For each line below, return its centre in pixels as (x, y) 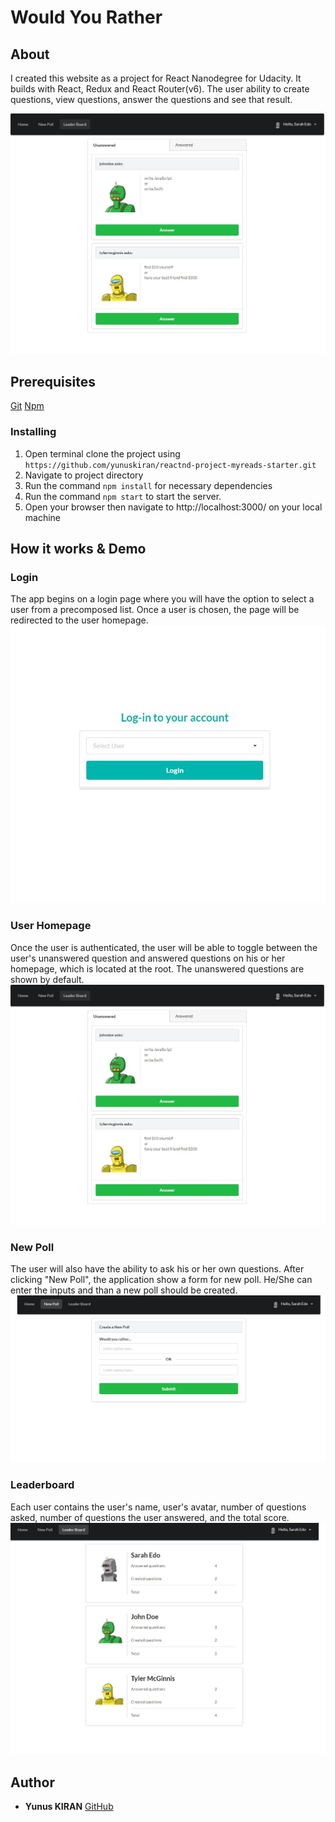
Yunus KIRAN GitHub (69, 1807)
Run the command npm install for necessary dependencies (148, 485)
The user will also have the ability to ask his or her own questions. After (157, 1269)
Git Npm (27, 406)
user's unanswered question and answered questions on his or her (148, 958)
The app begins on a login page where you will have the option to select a (162, 599)
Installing (33, 432)
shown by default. (47, 979)
